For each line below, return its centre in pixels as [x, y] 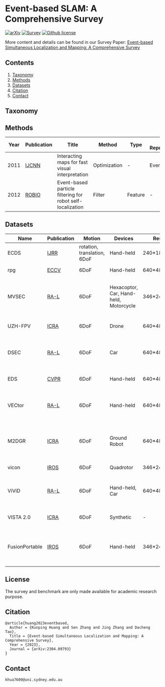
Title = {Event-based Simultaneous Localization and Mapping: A [77, 636]
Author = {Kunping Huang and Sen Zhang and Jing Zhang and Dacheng [80, 627]
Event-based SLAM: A [51, 9]
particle [66, 188]
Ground [118, 438]
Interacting [70, 156]
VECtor [16, 405]
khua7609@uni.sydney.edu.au [34, 680]
